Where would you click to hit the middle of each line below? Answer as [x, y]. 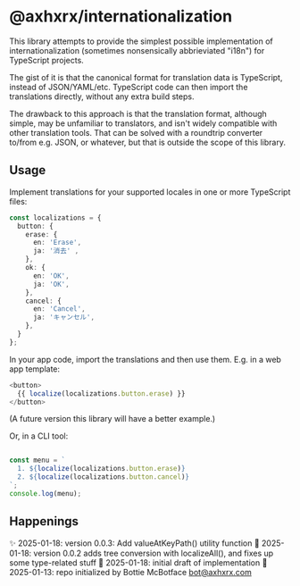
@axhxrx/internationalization [121, 17]
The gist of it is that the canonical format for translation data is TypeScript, [146, 77]
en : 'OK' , [51, 276]
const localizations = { [55, 218]
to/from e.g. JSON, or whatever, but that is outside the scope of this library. [147, 142]
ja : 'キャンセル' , [64, 318]
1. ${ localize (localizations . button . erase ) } [101, 469]
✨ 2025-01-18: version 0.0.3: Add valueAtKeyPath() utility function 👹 [135, 543]
